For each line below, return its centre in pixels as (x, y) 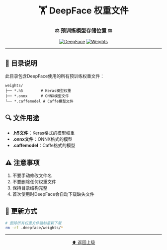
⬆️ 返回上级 (83, 243)
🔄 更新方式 (21, 211)
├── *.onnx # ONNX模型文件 (37, 96)
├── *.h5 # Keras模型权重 (38, 91)
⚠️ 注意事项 (22, 163)
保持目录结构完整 (30, 188)
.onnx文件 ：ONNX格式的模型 (42, 139)
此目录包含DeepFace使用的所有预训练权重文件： (55, 76)
